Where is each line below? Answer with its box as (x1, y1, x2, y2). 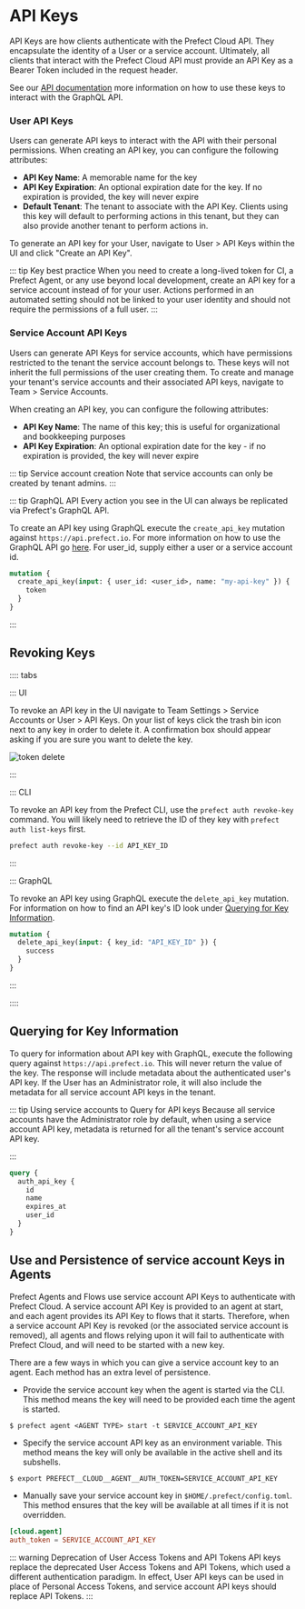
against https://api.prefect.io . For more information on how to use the (9, 532, 281, 543)
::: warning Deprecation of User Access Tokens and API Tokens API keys (9, 1552, 281, 1564)
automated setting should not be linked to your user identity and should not (9, 295, 290, 305)
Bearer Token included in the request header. (9, 65, 179, 75)
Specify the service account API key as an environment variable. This (22, 1437, 283, 1448)
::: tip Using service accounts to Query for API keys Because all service (9, 1104, 275, 1114)
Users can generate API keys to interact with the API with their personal (9, 135, 277, 146)
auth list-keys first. (9, 824, 86, 834)
